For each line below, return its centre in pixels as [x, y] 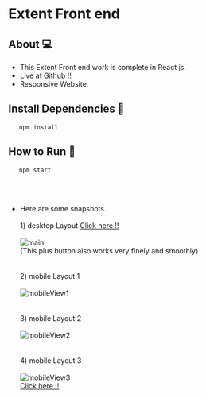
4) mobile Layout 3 [51, 360]
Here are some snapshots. [63, 208]
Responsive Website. [54, 84]
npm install [39, 127]
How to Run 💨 [42, 152]
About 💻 [31, 44]
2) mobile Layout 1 [50, 276]
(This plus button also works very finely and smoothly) [109, 250]
